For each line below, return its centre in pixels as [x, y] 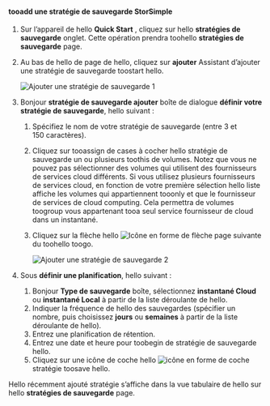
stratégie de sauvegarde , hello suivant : [87, 111]
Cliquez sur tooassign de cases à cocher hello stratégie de [130, 151]
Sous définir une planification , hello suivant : [96, 276]
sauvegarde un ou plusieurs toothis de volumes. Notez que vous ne [144, 160]
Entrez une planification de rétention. [94, 334]
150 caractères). [59, 135]
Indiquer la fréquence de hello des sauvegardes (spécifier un [134, 309]
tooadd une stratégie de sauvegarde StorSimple [91, 11]
